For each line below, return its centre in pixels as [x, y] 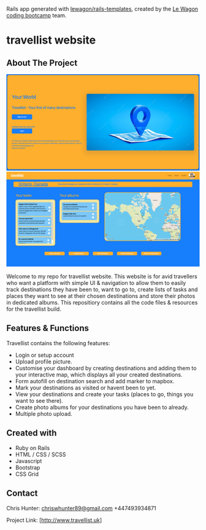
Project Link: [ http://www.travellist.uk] [54, 520]
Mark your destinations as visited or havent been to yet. [86, 388]
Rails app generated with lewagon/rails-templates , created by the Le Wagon [102, 9]
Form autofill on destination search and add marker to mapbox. [95, 381]
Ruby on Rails [32, 448]
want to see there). [39, 400]
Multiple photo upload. [44, 413]
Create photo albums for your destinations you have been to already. [102, 407]
